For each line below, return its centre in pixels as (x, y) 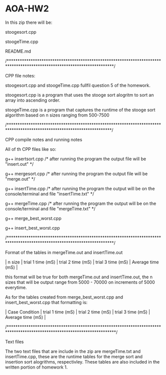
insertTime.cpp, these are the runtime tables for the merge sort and (74, 356)
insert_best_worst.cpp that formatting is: (46, 302)
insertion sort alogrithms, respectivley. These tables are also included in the (83, 362)
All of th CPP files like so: (31, 149)
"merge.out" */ (20, 179)
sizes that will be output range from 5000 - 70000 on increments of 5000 (80, 282)
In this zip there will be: (29, 22)
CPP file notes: (20, 75)
